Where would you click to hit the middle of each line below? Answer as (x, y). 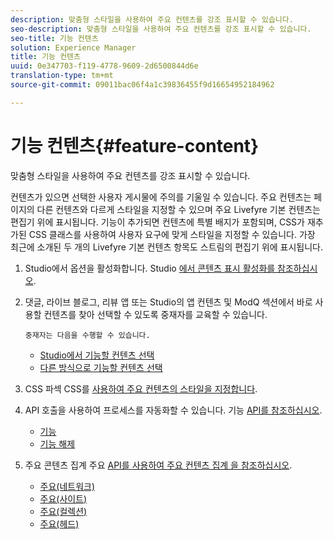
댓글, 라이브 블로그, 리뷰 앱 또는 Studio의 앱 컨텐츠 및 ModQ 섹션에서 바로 (168, 302)
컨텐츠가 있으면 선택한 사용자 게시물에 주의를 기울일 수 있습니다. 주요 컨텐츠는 (161, 197)
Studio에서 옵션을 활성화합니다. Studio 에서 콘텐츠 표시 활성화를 (150, 268)
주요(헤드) (59, 523)
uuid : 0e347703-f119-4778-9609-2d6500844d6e (104, 66)
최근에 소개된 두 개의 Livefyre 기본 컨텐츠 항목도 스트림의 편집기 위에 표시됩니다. (166, 247)
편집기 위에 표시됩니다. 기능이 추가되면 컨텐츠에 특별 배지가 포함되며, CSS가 (157, 222)
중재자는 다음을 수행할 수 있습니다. (87, 335)
